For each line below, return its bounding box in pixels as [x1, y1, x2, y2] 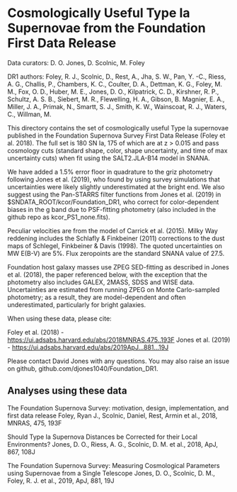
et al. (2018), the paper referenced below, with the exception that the [7, 270, 207, 279]
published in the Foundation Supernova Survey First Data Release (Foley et [7, 131, 226, 140]
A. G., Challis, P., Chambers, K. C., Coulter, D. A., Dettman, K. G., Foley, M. [7, 79, 223, 88]
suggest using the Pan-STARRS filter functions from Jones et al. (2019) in [7, 190, 221, 199]
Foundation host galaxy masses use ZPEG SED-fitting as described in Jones [7, 262, 230, 271]
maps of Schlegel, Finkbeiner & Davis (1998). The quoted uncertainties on [7, 241, 223, 250]
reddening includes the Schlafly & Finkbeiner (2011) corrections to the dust [7, 234, 225, 242]
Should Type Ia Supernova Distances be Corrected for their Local [7, 432, 198, 441]
